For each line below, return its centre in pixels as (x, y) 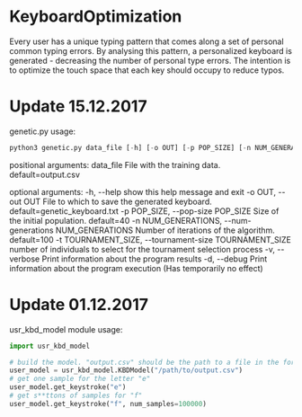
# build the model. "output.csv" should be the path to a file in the (144, 362)
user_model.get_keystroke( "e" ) (68, 387)
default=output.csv (45, 174)
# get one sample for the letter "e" (80, 379)
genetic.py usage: (43, 131)
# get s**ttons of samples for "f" (76, 396)
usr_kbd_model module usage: (66, 329)
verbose (25, 259)
